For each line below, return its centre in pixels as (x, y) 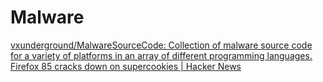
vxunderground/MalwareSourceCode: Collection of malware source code (161, 45)
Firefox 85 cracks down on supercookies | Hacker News (126, 66)
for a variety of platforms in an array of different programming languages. (161, 55)
